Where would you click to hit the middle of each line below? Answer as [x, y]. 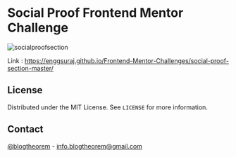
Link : [15, 60]
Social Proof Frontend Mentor [95, 13]
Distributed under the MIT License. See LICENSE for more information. [107, 107]
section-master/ [31, 68]
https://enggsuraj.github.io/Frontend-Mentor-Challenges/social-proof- [126, 60]
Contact [25, 129]
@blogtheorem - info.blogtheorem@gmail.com [75, 146]
